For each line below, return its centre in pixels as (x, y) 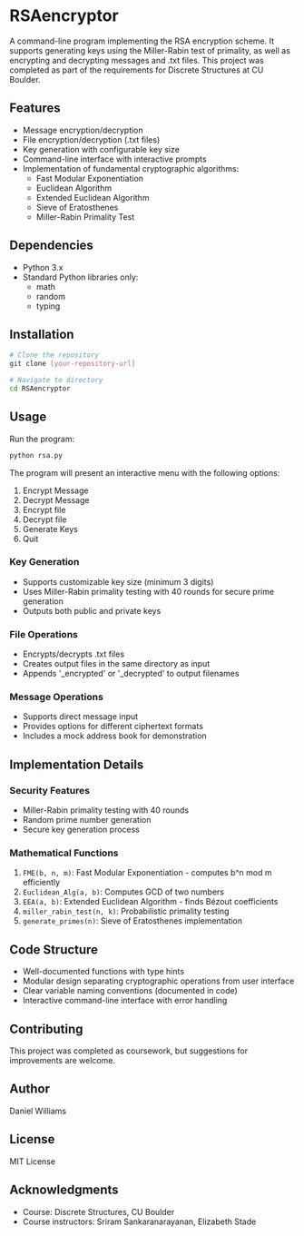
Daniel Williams (38, 1111)
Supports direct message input (80, 717)
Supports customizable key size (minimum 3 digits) (118, 581)
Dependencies (51, 246)
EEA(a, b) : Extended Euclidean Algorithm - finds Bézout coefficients (150, 902)
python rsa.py (36, 455)
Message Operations (57, 697)
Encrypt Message (55, 490)
